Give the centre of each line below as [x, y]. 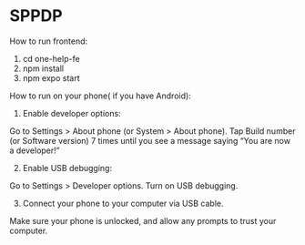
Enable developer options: [71, 113]
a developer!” [35, 150]
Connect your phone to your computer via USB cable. [123, 203]
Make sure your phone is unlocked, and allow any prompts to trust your [143, 220]
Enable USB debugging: [67, 168]
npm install [43, 68]
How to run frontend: [49, 41]
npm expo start [51, 77]
